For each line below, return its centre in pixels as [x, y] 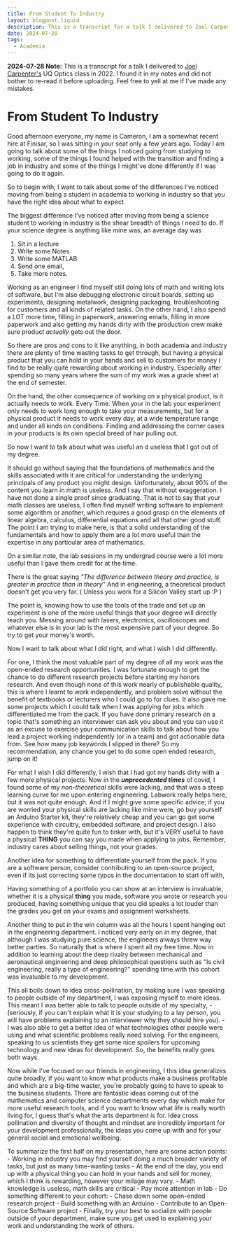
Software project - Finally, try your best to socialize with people [120, 1210]
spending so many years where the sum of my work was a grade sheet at [113, 375]
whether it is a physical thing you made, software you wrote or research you [117, 896]
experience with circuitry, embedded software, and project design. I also [112, 824]
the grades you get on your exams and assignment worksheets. [99, 911]
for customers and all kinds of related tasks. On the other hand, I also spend [116, 309]
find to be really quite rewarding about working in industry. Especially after [114, 368]
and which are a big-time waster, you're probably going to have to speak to [115, 1085]
